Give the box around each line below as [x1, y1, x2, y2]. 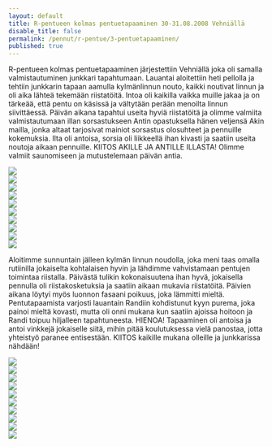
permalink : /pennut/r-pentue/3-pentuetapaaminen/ [8, 34, 180, 43]
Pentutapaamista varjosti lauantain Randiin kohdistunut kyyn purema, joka [8, 298, 256, 308]
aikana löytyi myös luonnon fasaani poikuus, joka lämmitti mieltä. [8, 289, 225, 299]
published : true [8, 42, 63, 50]
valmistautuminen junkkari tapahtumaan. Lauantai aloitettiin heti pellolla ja [8, 73, 255, 83]
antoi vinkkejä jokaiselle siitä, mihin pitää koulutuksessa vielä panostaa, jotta [8, 324, 263, 334]
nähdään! [8, 341, 41, 351]
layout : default [8, 11, 63, 20]
